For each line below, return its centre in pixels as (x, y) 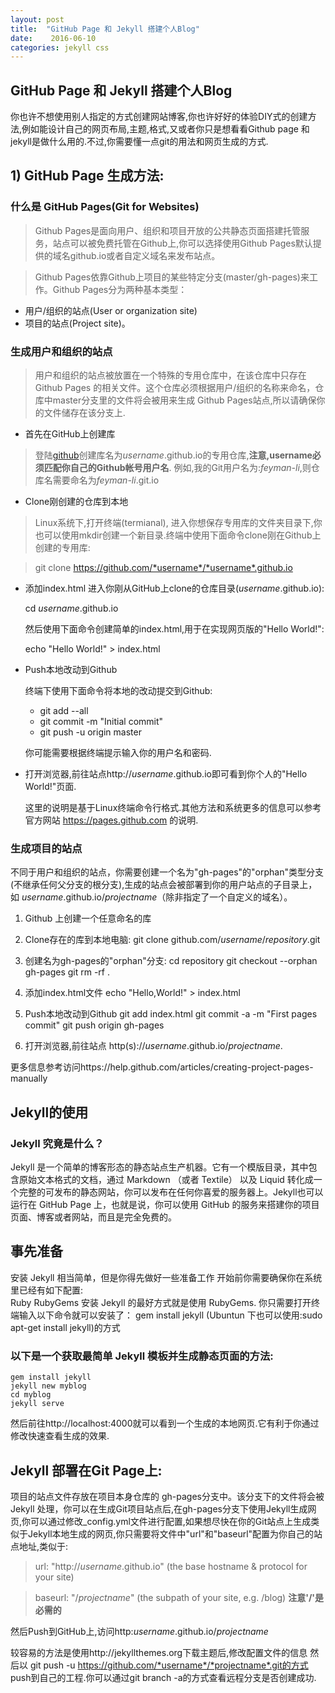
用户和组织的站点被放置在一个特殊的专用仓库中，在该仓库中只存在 (170, 375)
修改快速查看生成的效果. (60, 1436)
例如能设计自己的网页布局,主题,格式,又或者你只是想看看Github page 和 (165, 129)
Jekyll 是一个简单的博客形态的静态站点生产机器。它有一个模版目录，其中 (159, 1167)
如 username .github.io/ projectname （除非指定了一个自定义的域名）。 (151, 897)
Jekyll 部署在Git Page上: (86, 1470)
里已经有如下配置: (47, 1290)
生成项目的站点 (46, 848)
